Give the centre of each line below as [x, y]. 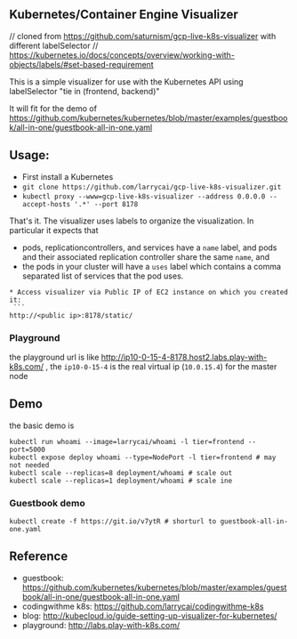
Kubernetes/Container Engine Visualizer [124, 15]
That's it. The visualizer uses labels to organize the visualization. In [132, 221]
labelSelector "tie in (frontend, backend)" [84, 91]
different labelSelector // [54, 45]
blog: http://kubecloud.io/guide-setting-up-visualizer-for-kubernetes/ [149, 615]
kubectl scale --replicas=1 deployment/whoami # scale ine [121, 481]
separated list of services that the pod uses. [103, 276]
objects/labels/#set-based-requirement [81, 64]
